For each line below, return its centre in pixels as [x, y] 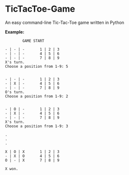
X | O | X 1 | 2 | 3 [32, 152]
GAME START [33, 41]
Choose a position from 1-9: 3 [37, 126]
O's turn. [15, 92]
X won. [12, 169]
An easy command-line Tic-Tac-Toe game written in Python [65, 22]
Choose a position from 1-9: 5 [37, 66]
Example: [15, 32]
